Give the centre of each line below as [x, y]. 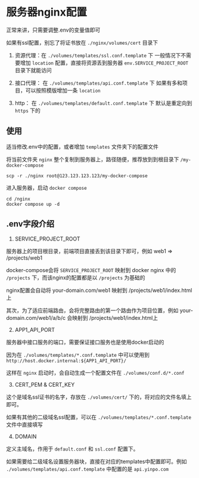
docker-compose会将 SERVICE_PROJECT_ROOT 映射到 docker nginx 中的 [91, 270]
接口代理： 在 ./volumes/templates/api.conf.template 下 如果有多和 [99, 83]
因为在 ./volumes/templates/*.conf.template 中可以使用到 [78, 354]
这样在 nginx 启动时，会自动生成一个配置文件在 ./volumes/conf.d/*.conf [95, 372]
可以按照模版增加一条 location [63, 90]
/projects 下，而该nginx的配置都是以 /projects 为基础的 [76, 277]
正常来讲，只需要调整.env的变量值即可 [53, 30]
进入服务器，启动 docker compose [47, 187]
